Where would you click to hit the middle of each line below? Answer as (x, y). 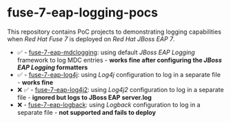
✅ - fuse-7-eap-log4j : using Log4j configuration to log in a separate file (119, 74)
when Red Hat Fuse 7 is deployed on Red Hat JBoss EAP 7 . (91, 38)
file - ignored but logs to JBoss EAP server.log (84, 97)
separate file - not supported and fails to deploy (87, 112)
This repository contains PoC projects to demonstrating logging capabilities (114, 32)
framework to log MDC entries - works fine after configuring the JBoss (119, 60)
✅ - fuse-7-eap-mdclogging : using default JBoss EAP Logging (106, 52)
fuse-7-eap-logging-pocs (83, 13)
